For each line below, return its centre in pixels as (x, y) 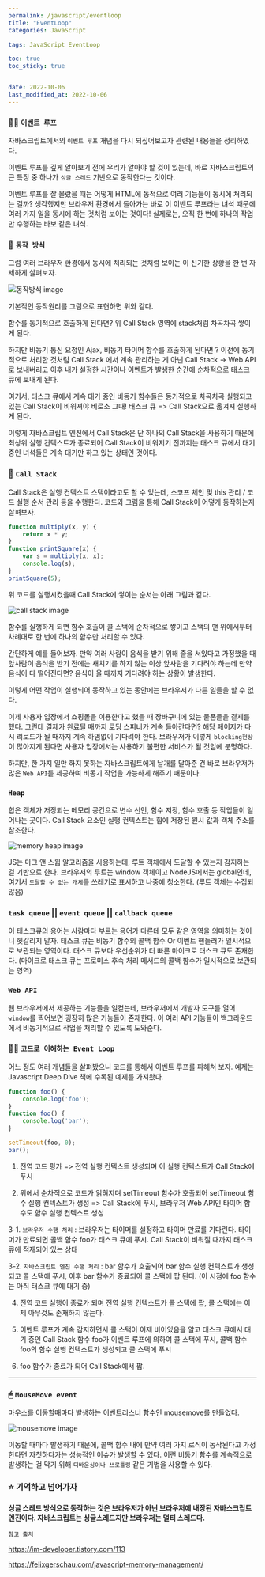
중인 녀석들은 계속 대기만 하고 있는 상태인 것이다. (83, 453)
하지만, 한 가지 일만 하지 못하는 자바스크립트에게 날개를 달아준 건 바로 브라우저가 (131, 763)
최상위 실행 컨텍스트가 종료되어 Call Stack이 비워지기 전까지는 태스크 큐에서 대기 (132, 443)
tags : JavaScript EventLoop (54, 44)
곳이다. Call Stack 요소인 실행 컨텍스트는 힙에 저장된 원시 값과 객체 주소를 (142, 820)
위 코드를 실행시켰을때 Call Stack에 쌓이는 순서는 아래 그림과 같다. (110, 594)
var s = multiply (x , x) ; (63, 556)
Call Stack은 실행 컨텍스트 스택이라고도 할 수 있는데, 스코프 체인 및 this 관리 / (127, 492)
